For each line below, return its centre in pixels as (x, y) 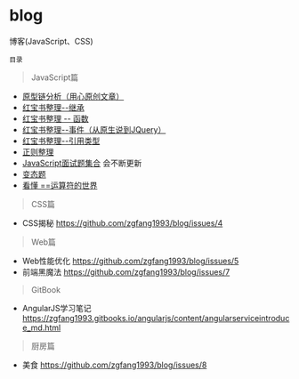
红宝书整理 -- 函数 (55, 118)
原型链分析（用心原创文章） (73, 96)
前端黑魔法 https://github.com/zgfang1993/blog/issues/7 (126, 271)
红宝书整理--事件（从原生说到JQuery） (94, 129)
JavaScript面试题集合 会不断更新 (82, 163)
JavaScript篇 (55, 77)
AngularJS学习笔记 (57, 308)
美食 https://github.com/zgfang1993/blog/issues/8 (114, 365)
